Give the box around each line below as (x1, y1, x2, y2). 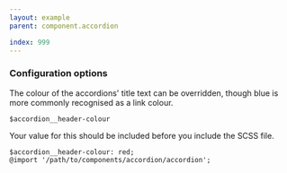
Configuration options (9, 67, 108, 80)
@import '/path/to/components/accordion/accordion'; (9, 155, 211, 164)
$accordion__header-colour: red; (9, 147, 135, 157)
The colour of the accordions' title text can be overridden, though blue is (9, 87, 279, 99)
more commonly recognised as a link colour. (9, 97, 174, 108)
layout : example (9, 13, 70, 22)
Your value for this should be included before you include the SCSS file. (9, 130, 274, 141)
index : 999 (9, 38, 50, 47)
